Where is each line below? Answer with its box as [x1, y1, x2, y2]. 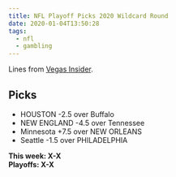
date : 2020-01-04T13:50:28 [8, 19, 100, 28]
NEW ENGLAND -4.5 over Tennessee [19, 118, 145, 127]
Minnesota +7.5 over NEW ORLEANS [19, 127, 142, 136]
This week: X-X [8, 151, 62, 161]
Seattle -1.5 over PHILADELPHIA [19, 135, 128, 145]
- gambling [15, 42, 53, 50]
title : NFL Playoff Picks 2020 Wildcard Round [8, 11, 169, 20]
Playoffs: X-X [8, 159, 54, 169]
